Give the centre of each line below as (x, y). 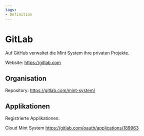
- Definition (19, 14)
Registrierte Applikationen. (32, 118)
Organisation (26, 78)
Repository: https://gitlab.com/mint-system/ (50, 90)
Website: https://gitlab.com (33, 62)
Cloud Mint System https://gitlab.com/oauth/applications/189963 (72, 128)
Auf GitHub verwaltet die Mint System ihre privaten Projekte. (67, 53)
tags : (11, 10)
